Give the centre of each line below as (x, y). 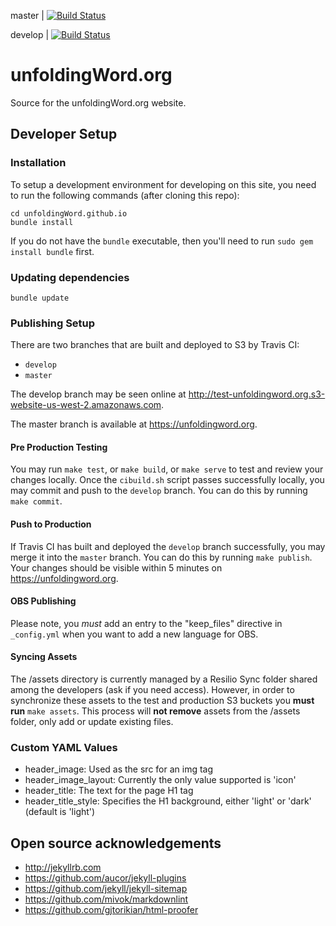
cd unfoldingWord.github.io (69, 213)
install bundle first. (52, 251)
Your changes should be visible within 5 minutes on (116, 567)
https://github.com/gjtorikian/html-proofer (111, 910)
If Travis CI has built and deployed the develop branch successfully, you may (168, 546)
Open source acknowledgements (116, 843)
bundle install (42, 222)
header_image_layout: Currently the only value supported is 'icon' (160, 780)
